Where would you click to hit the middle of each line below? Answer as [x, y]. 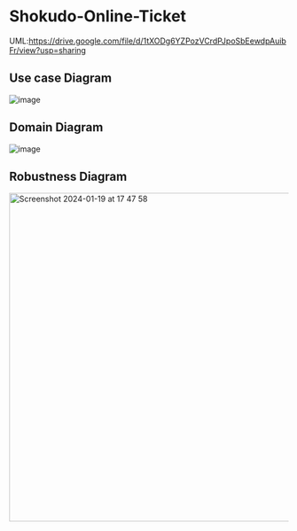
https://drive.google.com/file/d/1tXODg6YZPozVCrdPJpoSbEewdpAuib [157, 41]
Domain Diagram [56, 127]
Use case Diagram [61, 78]
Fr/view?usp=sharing [48, 50]
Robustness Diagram [68, 176]
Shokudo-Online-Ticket [98, 16]
